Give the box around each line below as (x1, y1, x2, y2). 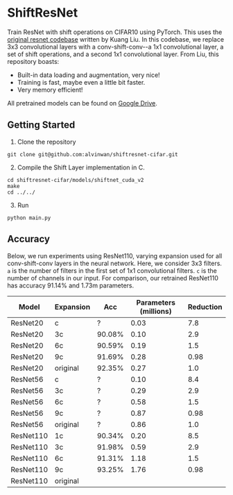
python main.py (7, 214, 51, 221)
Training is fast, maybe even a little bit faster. (17, 78, 146, 86)
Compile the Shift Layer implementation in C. (17, 163, 145, 171)
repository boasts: (7, 57, 60, 65)
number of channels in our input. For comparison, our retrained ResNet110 (7, 274, 218, 282)
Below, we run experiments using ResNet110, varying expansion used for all (7, 251, 223, 260)
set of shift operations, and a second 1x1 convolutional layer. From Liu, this (7, 50, 220, 58)
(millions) (139, 306, 172, 316)
